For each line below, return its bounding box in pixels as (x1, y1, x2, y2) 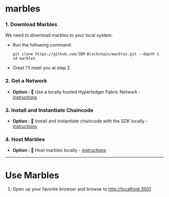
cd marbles (12, 56, 36, 61)
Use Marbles (5, 169, 59, 181)
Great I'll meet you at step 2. (12, 65, 71, 71)
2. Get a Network (5, 77, 48, 84)
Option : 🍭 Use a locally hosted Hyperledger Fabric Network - (12, 89, 141, 95)
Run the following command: (12, 42, 72, 48)
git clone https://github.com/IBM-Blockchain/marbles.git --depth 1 (12, 52, 159, 57)
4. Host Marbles (5, 136, 45, 143)
